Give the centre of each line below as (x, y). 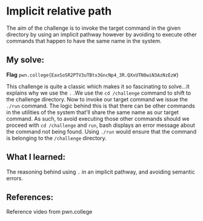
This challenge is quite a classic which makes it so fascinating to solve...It (98, 86)
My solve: (25, 60)
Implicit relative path (59, 11)
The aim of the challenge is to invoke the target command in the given (93, 28)
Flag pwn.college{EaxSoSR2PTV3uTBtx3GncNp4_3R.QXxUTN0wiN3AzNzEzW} (93, 75)
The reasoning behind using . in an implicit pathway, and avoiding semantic (101, 172)
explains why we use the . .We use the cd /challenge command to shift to (99, 93)
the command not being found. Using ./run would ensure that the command (101, 131)
